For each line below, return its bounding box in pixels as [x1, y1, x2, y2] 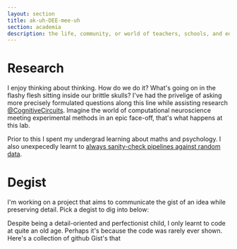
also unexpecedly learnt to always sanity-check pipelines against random [7, 142, 221, 151]
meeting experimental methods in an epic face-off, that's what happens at [7, 114, 223, 122]
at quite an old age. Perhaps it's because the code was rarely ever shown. [7, 226, 223, 235]
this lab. [7, 121, 30, 130]
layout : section [7, 10, 55, 18]
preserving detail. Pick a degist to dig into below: [7, 205, 150, 214]
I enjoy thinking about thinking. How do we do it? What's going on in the [7, 84, 217, 92]
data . [7, 150, 23, 159]
